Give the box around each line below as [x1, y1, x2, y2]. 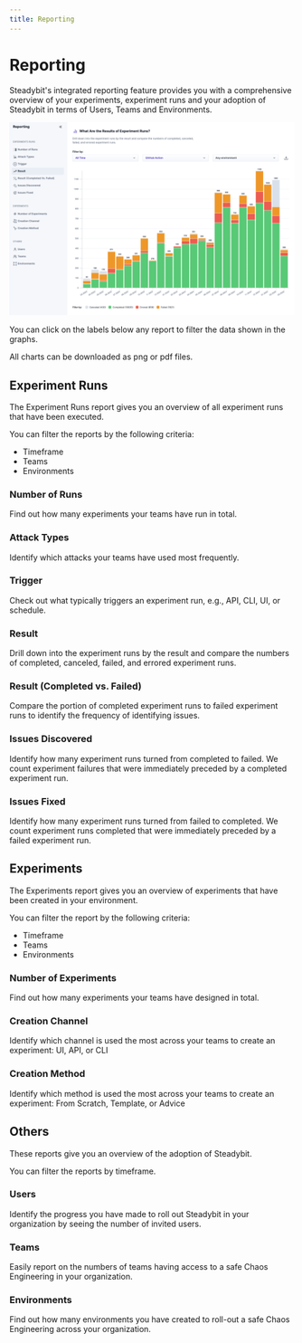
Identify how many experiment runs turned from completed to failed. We [9, 753, 278, 764]
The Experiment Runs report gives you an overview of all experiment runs [9, 401, 284, 412]
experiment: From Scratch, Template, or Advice [9, 1098, 185, 1109]
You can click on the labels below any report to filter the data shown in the [9, 324, 287, 335]
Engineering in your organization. [9, 1272, 133, 1282]
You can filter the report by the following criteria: [9, 912, 191, 923]
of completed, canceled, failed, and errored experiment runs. [9, 657, 237, 669]
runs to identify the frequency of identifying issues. [9, 710, 201, 721]
